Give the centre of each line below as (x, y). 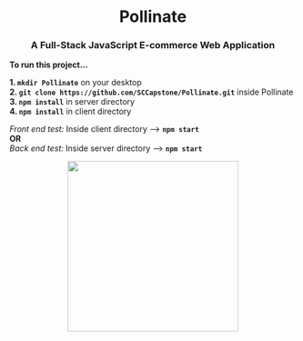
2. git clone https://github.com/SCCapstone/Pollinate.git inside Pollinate (151, 92)
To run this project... (49, 65)
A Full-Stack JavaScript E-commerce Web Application (153, 45)
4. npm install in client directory (71, 112)
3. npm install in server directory (72, 102)
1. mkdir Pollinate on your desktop (76, 83)
